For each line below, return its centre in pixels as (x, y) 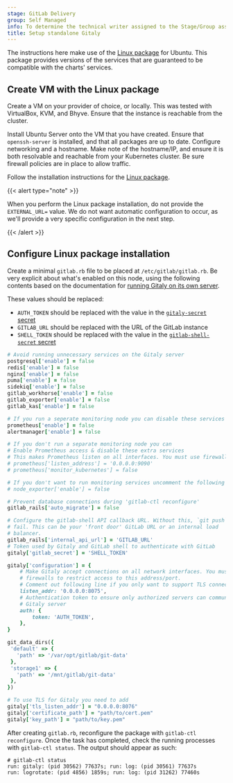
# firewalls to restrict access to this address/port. (101, 578)
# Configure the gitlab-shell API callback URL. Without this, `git (108, 521)
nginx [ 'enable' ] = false (43, 374)
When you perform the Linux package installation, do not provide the (105, 204)
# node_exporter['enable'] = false (59, 489)
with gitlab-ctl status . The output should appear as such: (92, 748)
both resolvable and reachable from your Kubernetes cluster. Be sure (106, 156)
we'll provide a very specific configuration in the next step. (91, 219)
